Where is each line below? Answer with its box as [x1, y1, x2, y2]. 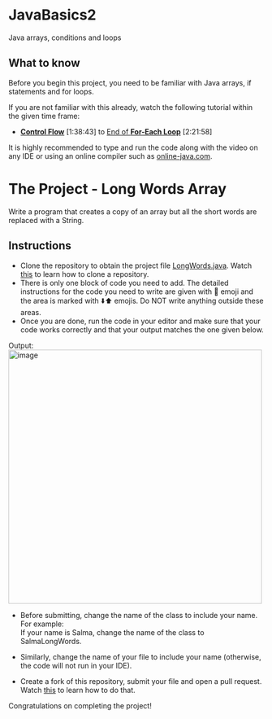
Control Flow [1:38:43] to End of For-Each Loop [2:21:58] [19, 126, 213, 136]
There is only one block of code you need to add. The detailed [19, 278, 229, 287]
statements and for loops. [8, 86, 95, 96]
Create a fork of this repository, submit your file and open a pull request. [19, 676, 262, 686]
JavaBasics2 [8, 6, 97, 24]
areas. [19, 307, 42, 317]
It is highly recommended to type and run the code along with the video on [8, 142, 258, 152]
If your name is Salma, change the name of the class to [19, 627, 205, 637]
